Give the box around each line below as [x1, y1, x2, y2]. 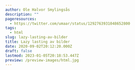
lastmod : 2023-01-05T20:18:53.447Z [5, 53, 79, 58]
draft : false [5, 48, 32, 53]
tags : [5, 26, 16, 31]
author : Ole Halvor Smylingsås [5, 7, 70, 12]
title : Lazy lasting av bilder [5, 39, 70, 44]
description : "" [5, 12, 39, 17]
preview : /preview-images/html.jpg [5, 58, 79, 63]
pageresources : [5, 16, 37, 21]
